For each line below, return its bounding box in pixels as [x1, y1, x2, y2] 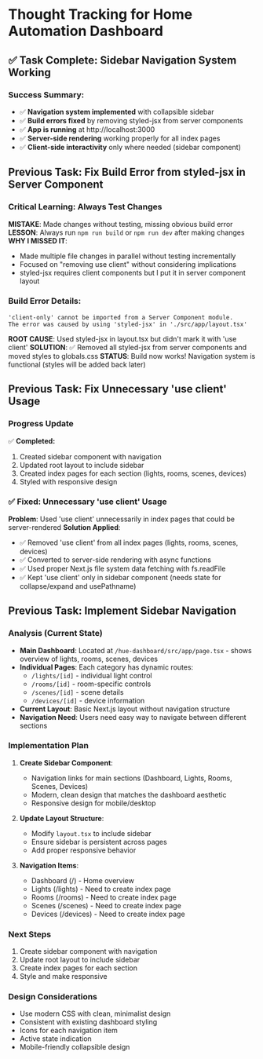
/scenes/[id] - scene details [31, 687, 124, 696]
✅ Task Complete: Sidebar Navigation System [8, 53, 237, 67]
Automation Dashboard [8, 22, 163, 40]
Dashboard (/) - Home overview [31, 875, 135, 885]
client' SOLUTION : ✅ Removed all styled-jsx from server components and [8, 342, 247, 352]
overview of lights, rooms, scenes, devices [19, 654, 159, 663]
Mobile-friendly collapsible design [19, 1043, 130, 1052]
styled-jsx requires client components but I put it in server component [19, 268, 246, 277]
